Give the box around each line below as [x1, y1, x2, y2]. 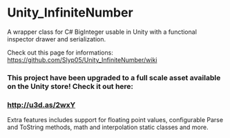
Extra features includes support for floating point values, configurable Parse [7, 116, 223, 124]
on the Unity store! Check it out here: [7, 81, 133, 91]
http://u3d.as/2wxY [7, 100, 76, 110]
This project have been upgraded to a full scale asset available [7, 72, 221, 82]
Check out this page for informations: [7, 48, 114, 57]
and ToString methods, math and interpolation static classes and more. [7, 123, 209, 132]
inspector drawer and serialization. [7, 34, 106, 43]
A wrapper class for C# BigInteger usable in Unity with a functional [7, 28, 197, 36]
